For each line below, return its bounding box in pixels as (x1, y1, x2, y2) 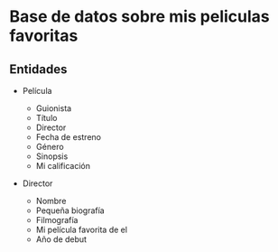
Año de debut (35, 234, 88, 245)
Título (35, 113, 58, 123)
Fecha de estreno (35, 132, 102, 142)
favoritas (9, 25, 79, 46)
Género (35, 142, 65, 152)
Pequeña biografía (35, 205, 106, 216)
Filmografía (35, 215, 79, 225)
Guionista (35, 103, 72, 114)
